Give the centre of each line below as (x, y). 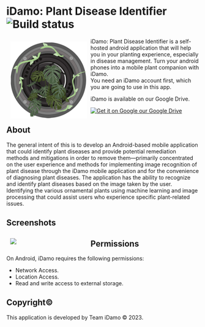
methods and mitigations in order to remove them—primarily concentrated (100, 158)
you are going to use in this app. (131, 87)
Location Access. (37, 277)
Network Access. (37, 270)
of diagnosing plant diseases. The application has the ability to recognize (99, 177)
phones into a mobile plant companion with (145, 67)
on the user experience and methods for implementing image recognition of (102, 164)
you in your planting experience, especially (145, 54)
